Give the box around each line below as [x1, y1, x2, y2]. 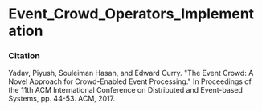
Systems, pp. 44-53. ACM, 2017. [8, 93, 116, 104]
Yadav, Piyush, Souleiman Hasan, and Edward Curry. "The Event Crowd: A [8, 69, 254, 78]
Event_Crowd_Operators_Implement [8, 5, 255, 23]
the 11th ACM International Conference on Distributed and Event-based [8, 85, 244, 95]
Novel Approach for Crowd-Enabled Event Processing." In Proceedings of [8, 77, 252, 86]
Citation [8, 50, 40, 61]
